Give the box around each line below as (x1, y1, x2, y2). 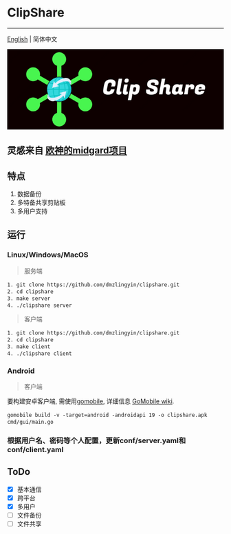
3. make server (7, 295, 51, 302)
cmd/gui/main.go (7, 418, 54, 426)
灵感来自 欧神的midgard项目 (7, 145, 127, 156)
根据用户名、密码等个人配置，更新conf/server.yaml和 (7, 436, 186, 445)
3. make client (7, 343, 51, 350)
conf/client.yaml (7, 445, 64, 454)
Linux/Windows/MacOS (7, 250, 89, 259)
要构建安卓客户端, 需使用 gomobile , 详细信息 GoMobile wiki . (7, 397, 175, 405)
